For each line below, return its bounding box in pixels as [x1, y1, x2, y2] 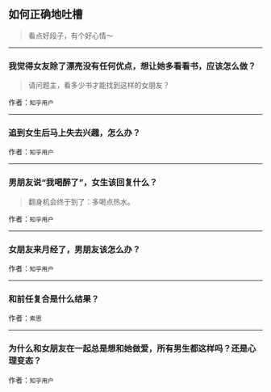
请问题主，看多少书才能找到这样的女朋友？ [27, 80, 170, 91]
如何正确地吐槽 [8, 7, 83, 22]
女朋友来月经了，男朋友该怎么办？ [8, 243, 141, 255]
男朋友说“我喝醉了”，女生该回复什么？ [8, 177, 158, 188]
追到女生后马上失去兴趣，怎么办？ [8, 128, 141, 139]
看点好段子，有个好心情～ [27, 31, 114, 40]
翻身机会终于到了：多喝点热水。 [27, 196, 135, 206]
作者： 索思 [8, 314, 42, 323]
